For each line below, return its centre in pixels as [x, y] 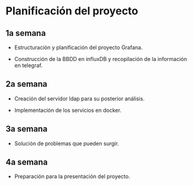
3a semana [27, 129]
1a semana [26, 33]
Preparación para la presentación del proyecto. [72, 176]
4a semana [27, 162]
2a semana [27, 84]
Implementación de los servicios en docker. [68, 110]
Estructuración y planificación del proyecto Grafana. [78, 47]
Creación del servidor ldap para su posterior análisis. [79, 98]
